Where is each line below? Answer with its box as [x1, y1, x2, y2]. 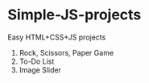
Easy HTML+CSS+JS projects [7, 32, 106, 42]
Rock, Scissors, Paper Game [19, 48, 114, 57]
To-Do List [19, 56, 55, 66]
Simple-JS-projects [7, 6, 142, 24]
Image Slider [19, 64, 62, 74]
